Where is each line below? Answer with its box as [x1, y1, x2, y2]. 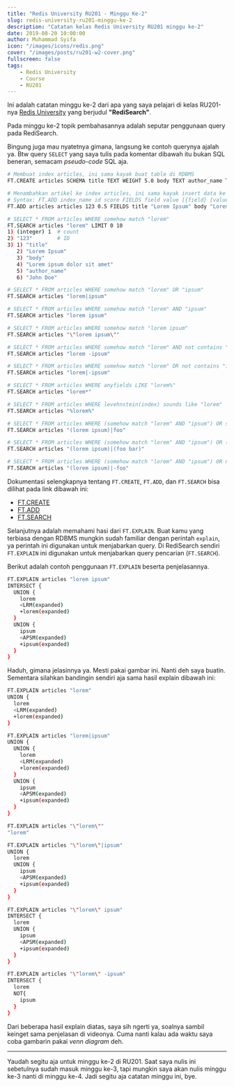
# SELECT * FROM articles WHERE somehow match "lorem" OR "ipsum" [7, 287, 204, 294]
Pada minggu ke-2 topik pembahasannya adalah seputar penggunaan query [7, 121, 226, 130]
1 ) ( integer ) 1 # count [7, 228, 79, 236]
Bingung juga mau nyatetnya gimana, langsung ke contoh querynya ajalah [7, 142, 219, 151]
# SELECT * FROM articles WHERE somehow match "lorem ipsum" [7, 324, 189, 331]
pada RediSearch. [7, 129, 58, 137]
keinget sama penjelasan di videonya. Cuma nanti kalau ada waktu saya [7, 1030, 213, 1038]
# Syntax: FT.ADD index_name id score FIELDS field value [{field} [7, 196, 208, 203]
